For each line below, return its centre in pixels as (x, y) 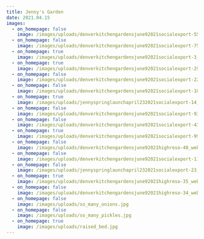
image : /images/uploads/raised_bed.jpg (68, 227)
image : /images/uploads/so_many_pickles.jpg (74, 216)
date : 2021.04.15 (28, 18)
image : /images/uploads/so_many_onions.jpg (73, 204)
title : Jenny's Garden (35, 12)
